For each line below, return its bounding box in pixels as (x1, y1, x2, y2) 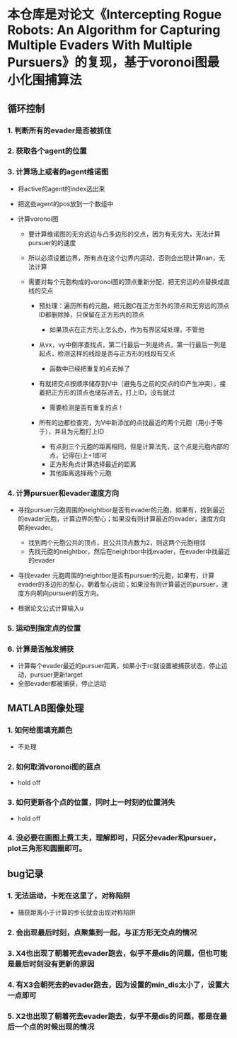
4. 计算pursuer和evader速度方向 (7, 488, 120, 498)
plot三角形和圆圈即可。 (7, 844, 87, 854)
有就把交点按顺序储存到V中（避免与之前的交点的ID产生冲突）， (38, 379, 220, 388)
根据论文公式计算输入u (17, 604, 84, 613)
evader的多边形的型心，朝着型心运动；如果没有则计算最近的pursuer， (17, 580, 222, 589)
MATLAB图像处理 (7, 702, 84, 714)
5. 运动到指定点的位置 (7, 623, 81, 633)
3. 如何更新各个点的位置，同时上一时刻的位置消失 (7, 798, 175, 808)
